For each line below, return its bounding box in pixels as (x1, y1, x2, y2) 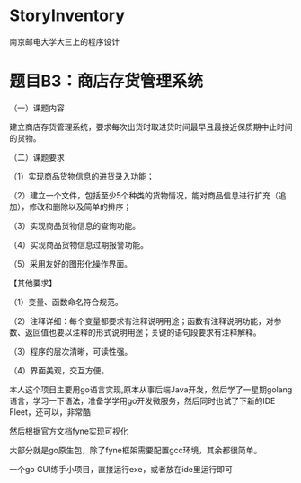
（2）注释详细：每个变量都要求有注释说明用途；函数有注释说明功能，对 (9, 315, 274, 326)
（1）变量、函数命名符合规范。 (9, 296, 123, 307)
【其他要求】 (9, 277, 57, 288)
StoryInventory (9, 5, 126, 26)
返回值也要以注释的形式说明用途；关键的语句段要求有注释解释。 (24, 327, 261, 338)
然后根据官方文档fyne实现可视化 (9, 426, 128, 436)
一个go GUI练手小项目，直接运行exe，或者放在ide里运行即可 (9, 463, 234, 474)
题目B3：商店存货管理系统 (9, 71, 204, 92)
